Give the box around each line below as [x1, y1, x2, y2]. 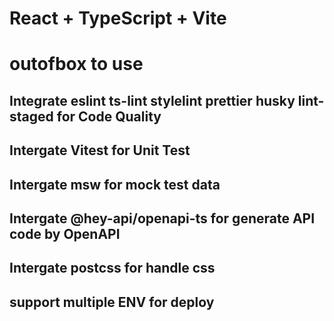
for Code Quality [56, 108, 162, 125]
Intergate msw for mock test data [9, 176, 221, 193]
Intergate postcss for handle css [9, 260, 216, 277]
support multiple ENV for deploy [9, 293, 215, 311]
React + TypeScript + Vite [9, 7, 227, 30]
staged [9, 108, 54, 125]
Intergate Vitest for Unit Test [9, 142, 191, 159]
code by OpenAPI [9, 225, 121, 242]
